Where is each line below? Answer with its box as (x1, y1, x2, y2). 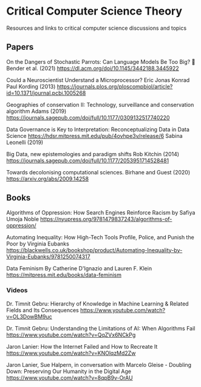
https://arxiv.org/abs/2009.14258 (6, 175, 89, 182)
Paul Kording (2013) (6, 83, 56, 90)
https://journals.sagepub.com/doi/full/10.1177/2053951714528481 (6, 157, 169, 164)
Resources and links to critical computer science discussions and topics (6, 24, 187, 32)
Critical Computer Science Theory (6, 4, 183, 18)
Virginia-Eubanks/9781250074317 (6, 253, 90, 260)
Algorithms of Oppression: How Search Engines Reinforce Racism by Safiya (6, 208, 196, 216)
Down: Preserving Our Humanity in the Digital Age (6, 368, 132, 375)
